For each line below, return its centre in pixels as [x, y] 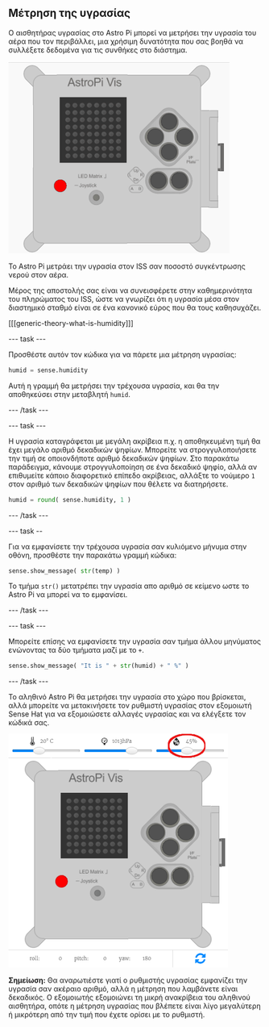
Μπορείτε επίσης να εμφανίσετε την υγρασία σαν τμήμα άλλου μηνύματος [135, 641]
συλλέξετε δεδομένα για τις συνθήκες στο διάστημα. [98, 50]
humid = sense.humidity [48, 370]
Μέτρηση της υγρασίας [70, 13]
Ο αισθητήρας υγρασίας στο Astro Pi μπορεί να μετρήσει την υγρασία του [132, 32]
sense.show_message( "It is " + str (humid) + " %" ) [99, 666]
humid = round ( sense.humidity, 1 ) [70, 499]
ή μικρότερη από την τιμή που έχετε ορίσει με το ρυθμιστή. [107, 1015]
